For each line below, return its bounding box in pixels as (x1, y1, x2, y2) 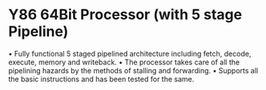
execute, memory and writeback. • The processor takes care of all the (8, 57, 240, 67)
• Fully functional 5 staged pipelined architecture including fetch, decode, (8, 49, 252, 58)
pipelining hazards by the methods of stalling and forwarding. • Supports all (8, 65, 259, 75)
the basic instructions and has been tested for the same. (8, 74, 195, 84)
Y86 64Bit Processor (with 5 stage (8, 6, 243, 24)
